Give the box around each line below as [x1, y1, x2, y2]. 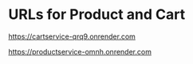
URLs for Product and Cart [8, 6, 186, 24]
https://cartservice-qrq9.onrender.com [8, 32, 136, 41]
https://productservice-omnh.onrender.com [8, 47, 152, 56]
